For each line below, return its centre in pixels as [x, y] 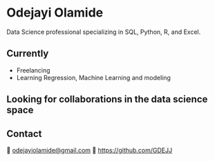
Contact [24, 134]
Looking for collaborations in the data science [107, 99]
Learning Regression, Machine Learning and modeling [93, 77]
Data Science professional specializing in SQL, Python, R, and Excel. [104, 32]
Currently [28, 54]
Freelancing [33, 70]
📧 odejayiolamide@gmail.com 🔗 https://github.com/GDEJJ [90, 150]
